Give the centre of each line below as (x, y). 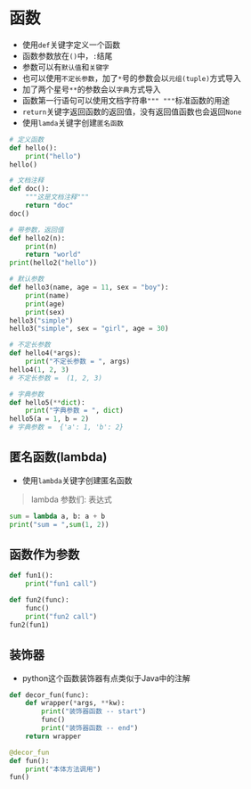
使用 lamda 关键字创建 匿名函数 (73, 122)
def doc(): (29, 189)
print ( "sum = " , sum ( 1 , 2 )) (59, 524)
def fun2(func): (39, 600)
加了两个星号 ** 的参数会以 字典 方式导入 (91, 89)
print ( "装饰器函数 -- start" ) (94, 711)
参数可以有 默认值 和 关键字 (65, 67)
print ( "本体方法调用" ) (63, 769)
